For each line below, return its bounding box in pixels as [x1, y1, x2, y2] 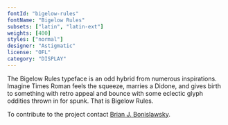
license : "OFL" [7, 49, 51, 56]
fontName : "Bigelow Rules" [7, 17, 85, 24]
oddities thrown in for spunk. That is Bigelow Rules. [7, 97, 154, 105]
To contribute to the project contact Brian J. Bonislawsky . [7, 110, 171, 118]
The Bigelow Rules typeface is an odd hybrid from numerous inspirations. [7, 74, 217, 83]
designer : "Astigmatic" [7, 42, 76, 49]
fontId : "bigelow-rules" [7, 10, 79, 17]
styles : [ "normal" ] [7, 36, 64, 43]
